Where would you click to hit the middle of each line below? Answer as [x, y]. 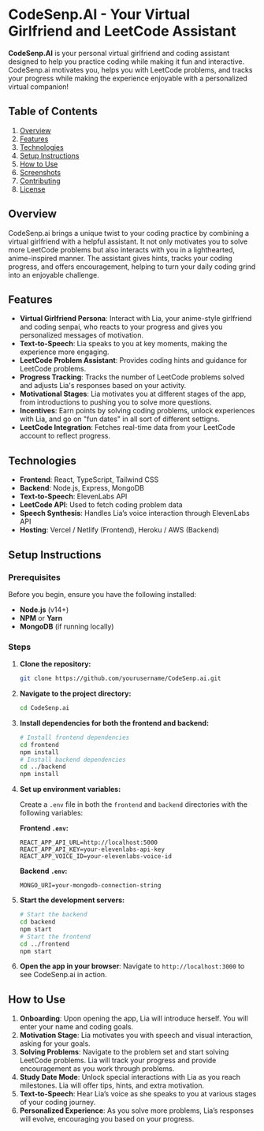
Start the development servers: [72, 900]
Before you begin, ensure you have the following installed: [102, 594]
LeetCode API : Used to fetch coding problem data [101, 505]
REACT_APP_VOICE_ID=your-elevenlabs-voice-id [95, 857]
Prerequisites [34, 577]
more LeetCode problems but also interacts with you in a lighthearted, [121, 249]
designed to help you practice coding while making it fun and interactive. [126, 62]
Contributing [40, 181]
